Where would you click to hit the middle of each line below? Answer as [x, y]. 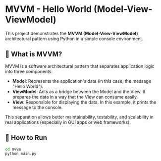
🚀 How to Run [26, 138]
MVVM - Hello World [49, 9]
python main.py [21, 154]
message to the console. [37, 107]
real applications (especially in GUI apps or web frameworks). [68, 122]
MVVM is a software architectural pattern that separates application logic [80, 66]
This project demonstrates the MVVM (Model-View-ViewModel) [72, 33]
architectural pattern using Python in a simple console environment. [74, 39]
